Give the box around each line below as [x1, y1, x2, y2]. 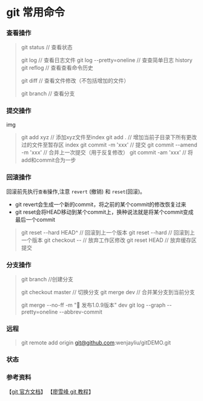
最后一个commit [15, 216, 56, 224]
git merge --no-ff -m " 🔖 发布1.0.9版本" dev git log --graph [21, 301, 165, 309]
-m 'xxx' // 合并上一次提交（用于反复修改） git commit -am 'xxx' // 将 [21, 148, 193, 156]
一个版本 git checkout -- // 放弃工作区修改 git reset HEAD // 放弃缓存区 [21, 236, 197, 244]
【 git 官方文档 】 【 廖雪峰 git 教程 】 [6, 388, 94, 395]
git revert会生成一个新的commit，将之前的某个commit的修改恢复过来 [15, 201, 187, 208]
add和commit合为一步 [21, 156, 76, 163]
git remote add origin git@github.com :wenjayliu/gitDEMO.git [21, 338, 171, 346]
